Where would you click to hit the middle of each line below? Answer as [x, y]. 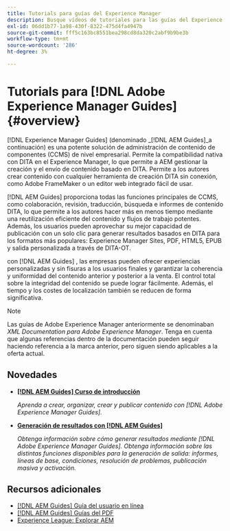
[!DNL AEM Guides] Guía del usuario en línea [80, 506]
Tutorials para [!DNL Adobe [87, 92]
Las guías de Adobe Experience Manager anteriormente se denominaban [111, 324]
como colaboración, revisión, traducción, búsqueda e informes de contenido [115, 204]
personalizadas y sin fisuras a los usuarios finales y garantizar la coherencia [115, 268]
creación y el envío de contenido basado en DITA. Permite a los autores [108, 169]
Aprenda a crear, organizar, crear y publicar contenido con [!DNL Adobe [120, 405]
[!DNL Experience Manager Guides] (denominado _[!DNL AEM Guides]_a [110, 140]
